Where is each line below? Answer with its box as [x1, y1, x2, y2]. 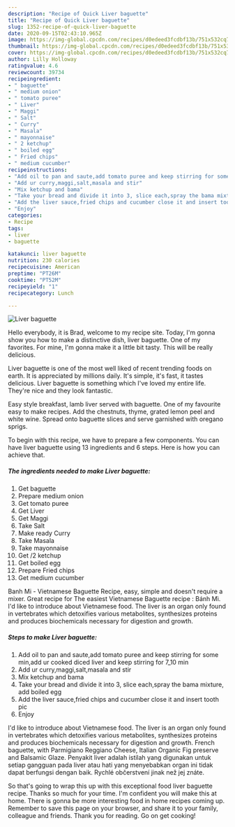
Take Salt [17, 522, 45, 530]
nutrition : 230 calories [8, 257, 80, 264]
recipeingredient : [8, 75, 61, 83]
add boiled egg [17, 688, 62, 696]
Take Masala [17, 537, 55, 545]
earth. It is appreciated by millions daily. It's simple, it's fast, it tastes [8, 372, 204, 380]
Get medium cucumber [17, 574, 84, 582]
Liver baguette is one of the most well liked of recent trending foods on [8, 365, 212, 373]
